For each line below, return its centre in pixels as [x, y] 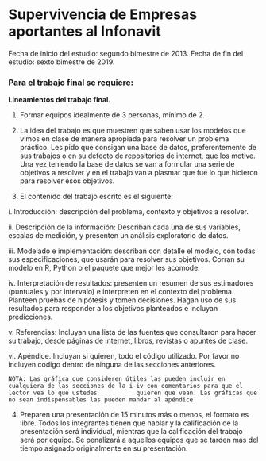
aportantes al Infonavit [85, 31]
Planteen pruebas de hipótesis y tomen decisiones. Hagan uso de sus [122, 300]
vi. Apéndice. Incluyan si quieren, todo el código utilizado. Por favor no [124, 356]
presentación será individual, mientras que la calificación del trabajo [131, 432]
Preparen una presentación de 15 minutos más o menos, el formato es [134, 415]
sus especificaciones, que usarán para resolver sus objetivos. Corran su [126, 259]
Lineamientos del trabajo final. [60, 100]
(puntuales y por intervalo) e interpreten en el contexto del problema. [121, 292]
